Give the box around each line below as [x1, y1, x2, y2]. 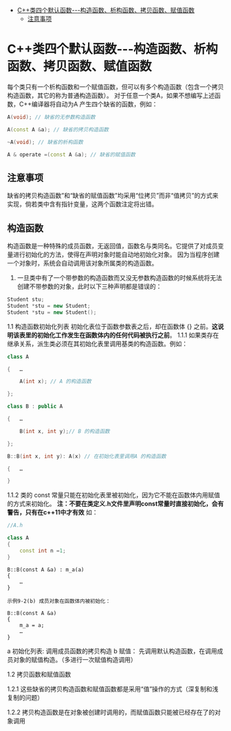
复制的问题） [7, 693, 43, 701]
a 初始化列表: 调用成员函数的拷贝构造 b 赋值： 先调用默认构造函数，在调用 [7, 647, 218, 655]
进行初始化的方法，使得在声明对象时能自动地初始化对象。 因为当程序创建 [12, 250, 220, 259]
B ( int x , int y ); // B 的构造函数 [19, 428, 110, 434]
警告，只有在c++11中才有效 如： [7, 508, 98, 517]
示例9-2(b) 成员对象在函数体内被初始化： [7, 597, 111, 605]
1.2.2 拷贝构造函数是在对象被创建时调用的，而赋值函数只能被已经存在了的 [7, 708, 215, 716]
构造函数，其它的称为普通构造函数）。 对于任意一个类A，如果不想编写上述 [7, 91, 215, 99]
